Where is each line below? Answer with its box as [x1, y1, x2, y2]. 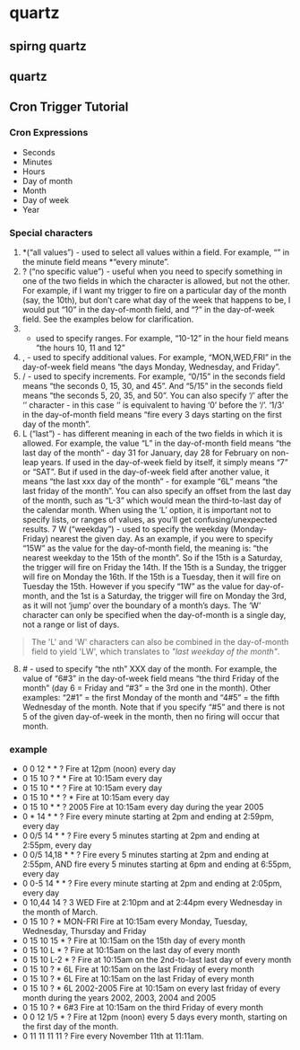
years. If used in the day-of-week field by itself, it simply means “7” [39, 456, 288, 467]
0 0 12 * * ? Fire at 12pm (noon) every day [21, 763, 176, 774]
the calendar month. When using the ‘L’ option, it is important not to [21, 504, 271, 515]
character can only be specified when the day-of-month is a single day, [21, 609, 287, 620]
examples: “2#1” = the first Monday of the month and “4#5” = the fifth [21, 692, 280, 702]
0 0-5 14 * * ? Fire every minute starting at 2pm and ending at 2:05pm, [21, 878, 282, 889]
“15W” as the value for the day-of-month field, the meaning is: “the [21, 543, 269, 553]
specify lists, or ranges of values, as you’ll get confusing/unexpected [21, 514, 278, 525]
